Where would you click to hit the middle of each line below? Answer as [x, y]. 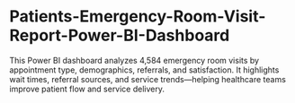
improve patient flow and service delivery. [87, 89]
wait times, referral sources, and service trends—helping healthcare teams [147, 79]
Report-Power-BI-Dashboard [120, 35]
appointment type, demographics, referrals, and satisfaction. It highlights [144, 70]
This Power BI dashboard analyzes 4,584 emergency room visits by [134, 60]
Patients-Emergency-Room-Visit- [138, 17]
